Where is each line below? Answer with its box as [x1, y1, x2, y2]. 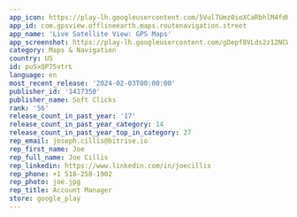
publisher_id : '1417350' [9, 87, 101, 96]
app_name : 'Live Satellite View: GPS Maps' [9, 29, 172, 38]
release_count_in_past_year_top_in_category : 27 [9, 128, 192, 137]
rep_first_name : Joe [9, 144, 86, 153]
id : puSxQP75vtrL [9, 63, 73, 72]
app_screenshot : [9, 37, 69, 47]
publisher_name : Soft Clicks [9, 95, 117, 105]
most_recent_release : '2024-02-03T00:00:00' [9, 79, 176, 88]
